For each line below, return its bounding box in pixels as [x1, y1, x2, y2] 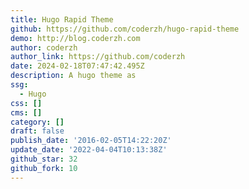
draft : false [10, 126, 65, 136]
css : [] [10, 98, 43, 108]
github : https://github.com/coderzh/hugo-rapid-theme [10, 24, 240, 34]
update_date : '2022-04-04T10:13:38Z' [10, 145, 168, 155]
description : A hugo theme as [10, 71, 137, 81]
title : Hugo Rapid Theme [10, 14, 114, 25]
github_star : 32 [10, 154, 78, 164]
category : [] [10, 117, 65, 127]
